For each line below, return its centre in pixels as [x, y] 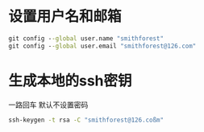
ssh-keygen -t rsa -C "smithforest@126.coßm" [86, 120]
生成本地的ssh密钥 [70, 80]
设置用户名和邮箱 [65, 16]
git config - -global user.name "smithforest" [86, 38]
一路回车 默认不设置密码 [48, 105]
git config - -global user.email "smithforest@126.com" [102, 46]
